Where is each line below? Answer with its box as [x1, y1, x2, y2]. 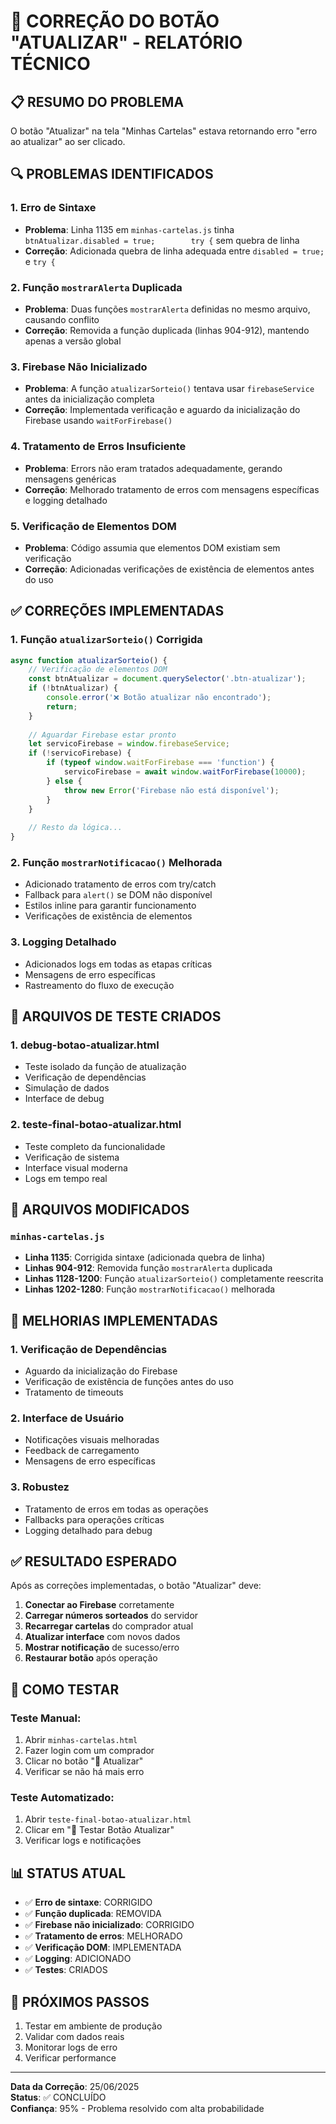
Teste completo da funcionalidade [24, 1140, 166, 1152]
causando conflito [24, 313, 100, 325]
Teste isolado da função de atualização [24, 1061, 187, 1073]
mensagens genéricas [24, 473, 117, 485]
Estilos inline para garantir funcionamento [24, 900, 197, 912]
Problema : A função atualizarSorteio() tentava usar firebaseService [24, 383, 315, 395]
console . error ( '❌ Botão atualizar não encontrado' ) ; [46, 693, 272, 703]
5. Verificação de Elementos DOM [10, 519, 177, 533]
